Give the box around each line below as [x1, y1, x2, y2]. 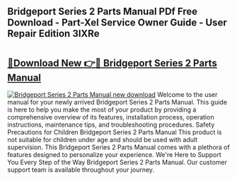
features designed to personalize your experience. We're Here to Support [7, 151, 221, 158]
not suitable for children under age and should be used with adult [7, 136, 198, 144]
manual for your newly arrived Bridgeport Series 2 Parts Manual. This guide [7, 98, 228, 106]
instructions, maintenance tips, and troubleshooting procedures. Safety [7, 120, 215, 129]
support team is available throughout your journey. [7, 165, 154, 174]
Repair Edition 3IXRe [7, 28, 100, 40]
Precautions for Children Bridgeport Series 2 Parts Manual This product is [7, 128, 222, 136]
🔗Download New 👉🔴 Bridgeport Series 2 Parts [7, 57, 217, 69]
